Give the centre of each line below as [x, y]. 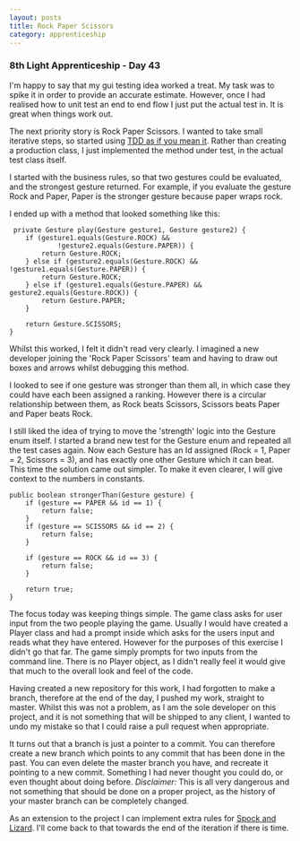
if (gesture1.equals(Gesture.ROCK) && [98, 238]
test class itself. [38, 160]
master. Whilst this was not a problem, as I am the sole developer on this [143, 707]
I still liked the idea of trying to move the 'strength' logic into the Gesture [142, 430]
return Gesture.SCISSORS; [74, 324]
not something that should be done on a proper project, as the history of [142, 791]
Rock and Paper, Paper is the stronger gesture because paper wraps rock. [146, 196]
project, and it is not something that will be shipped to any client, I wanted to [150, 716]
